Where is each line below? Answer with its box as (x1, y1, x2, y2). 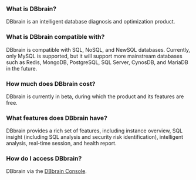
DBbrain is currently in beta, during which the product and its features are (6, 93, 184, 100)
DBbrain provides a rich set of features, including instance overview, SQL (6, 127, 183, 134)
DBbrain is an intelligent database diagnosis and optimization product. (6, 18, 175, 25)
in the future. (6, 65, 38, 72)
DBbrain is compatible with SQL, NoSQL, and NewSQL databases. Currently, (6, 46, 191, 53)
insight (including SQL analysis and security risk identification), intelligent (6, 134, 184, 141)
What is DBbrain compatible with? (6, 33, 105, 41)
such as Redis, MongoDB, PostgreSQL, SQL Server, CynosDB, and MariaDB (6, 58, 189, 66)
